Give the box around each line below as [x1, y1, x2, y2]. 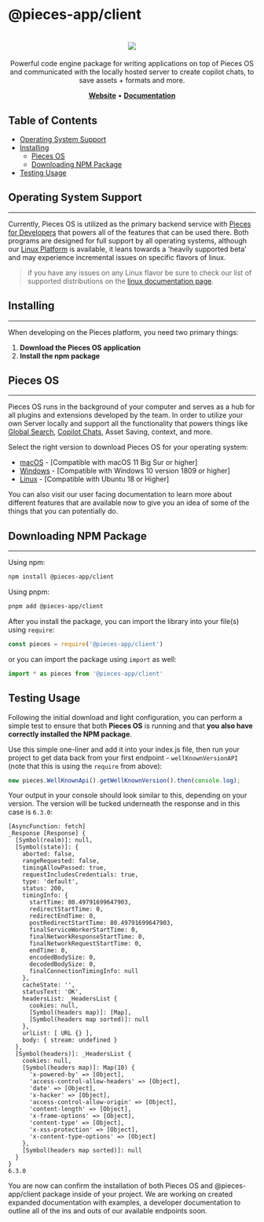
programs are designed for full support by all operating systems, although [8, 236, 247, 245]
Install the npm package [19, 351, 101, 360]
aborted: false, [22, 850, 76, 858]
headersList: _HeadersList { [22, 995, 118, 1003]
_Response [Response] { [8, 830, 86, 838]
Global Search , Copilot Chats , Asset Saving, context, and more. [8, 427, 213, 436]
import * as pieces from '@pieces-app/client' [8, 670, 163, 678]
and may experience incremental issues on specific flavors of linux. [8, 252, 226, 262]
